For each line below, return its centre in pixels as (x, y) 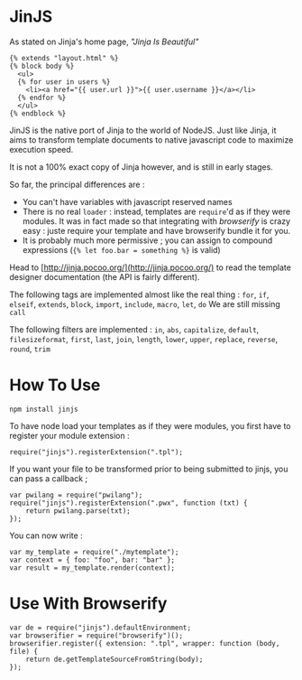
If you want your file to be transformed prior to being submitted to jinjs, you (149, 469)
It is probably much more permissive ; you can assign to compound (147, 240)
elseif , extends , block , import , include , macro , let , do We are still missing (145, 303)
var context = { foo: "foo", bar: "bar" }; (92, 560)
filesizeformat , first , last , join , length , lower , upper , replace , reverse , (144, 339)
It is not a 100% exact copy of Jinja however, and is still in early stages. (141, 167)
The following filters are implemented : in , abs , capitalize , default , (134, 329)
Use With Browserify (88, 604)
